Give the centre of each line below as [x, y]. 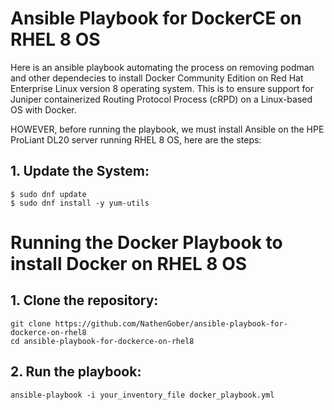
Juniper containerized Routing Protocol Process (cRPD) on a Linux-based [161, 99]
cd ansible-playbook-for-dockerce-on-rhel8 [102, 341]
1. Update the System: [80, 171]
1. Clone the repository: [84, 300]
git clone [31, 323]
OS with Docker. [43, 109]
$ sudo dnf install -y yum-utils [80, 203]
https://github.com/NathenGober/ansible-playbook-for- [171, 323]
